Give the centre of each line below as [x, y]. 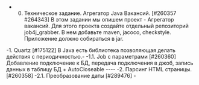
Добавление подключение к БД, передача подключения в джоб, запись [100, 63]
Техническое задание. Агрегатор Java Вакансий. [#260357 [100, 13]
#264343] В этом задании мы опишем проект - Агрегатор [99, 19]
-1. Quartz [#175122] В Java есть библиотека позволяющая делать [91, 50]
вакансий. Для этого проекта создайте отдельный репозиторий [106, 26]
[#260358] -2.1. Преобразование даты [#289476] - [71, 76]
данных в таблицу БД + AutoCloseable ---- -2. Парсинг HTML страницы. [99, 69]
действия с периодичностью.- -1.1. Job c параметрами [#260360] [91, 57]
